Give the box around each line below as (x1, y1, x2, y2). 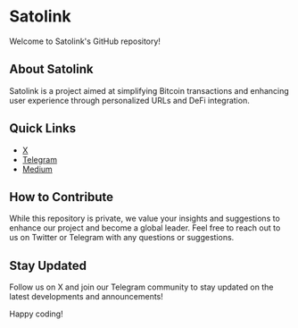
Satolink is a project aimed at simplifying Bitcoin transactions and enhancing (9, 85, 290, 96)
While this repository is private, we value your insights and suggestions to (9, 213, 281, 224)
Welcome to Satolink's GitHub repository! (9, 36, 161, 46)
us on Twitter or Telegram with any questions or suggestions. (9, 232, 235, 243)
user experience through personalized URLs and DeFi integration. (9, 95, 250, 105)
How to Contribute (9, 189, 114, 205)
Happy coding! (9, 308, 64, 319)
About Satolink (9, 62, 94, 77)
